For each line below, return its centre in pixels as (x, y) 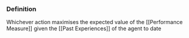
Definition (21, 9)
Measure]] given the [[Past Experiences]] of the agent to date (84, 28)
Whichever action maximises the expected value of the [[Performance (94, 22)
